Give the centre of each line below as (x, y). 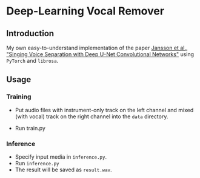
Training (19, 97)
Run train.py (30, 128)
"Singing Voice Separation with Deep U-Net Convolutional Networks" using (100, 54)
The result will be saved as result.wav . (63, 170)
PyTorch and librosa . (32, 61)
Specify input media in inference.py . (61, 157)
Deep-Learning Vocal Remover (85, 11)
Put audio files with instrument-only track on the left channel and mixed (104, 110)
